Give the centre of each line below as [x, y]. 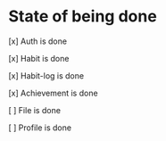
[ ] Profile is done [40, 128]
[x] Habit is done [39, 58]
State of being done [83, 17]
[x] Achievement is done [54, 93]
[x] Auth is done [38, 41]
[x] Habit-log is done [46, 75]
